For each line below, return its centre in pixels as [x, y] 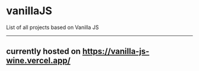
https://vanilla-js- [116, 51]
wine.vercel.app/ [38, 61]
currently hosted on [44, 51]
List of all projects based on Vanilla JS [52, 27]
